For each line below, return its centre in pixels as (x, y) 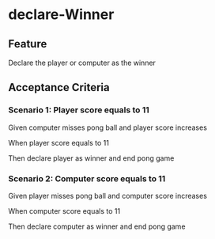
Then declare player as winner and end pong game (91, 158)
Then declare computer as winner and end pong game (97, 226)
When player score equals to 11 (58, 142)
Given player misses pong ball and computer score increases (108, 195)
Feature (28, 44)
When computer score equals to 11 (64, 211)
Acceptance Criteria (59, 87)
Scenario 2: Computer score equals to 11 (87, 178)
